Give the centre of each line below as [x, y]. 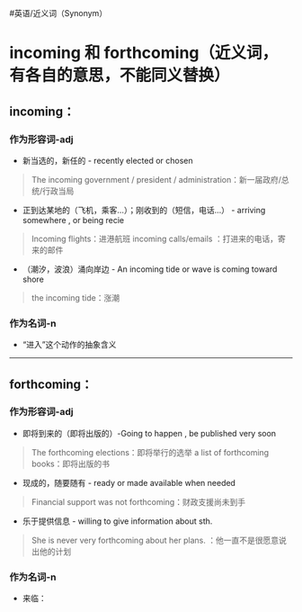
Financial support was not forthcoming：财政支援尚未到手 [138, 501]
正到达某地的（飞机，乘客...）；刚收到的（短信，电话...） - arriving [144, 210]
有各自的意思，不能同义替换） [120, 76]
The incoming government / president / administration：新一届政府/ [156, 179]
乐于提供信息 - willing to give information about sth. [117, 521]
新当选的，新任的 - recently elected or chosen [107, 160]
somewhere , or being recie [73, 220]
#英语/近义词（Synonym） [58, 13]
